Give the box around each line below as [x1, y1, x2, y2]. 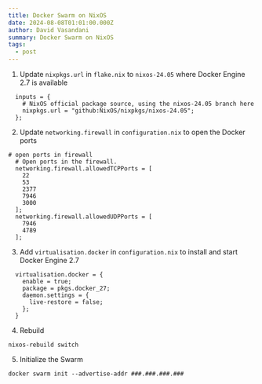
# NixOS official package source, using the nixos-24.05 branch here [22, 100, 255, 108]
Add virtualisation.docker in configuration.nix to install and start [19, 247, 238, 256]
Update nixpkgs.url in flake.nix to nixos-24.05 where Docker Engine [19, 70, 246, 79]
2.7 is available [19, 78, 68, 87]
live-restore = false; [28, 298, 104, 306]
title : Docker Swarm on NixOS [8, 11, 107, 20]
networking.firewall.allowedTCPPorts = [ [15, 165, 153, 173]
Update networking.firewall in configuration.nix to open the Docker [19, 127, 246, 137]
